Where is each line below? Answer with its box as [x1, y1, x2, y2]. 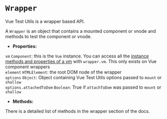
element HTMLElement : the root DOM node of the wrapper [5, 69, 122, 75]
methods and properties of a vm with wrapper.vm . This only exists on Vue [5, 58, 157, 64]
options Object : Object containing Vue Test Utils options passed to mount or [5, 74, 162, 80]
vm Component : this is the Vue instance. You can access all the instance [5, 53, 149, 59]
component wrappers [5, 64, 50, 70]
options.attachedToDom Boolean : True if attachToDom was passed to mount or [5, 84, 161, 90]
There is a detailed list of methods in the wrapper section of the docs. [5, 108, 150, 114]
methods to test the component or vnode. [5, 33, 92, 39]
